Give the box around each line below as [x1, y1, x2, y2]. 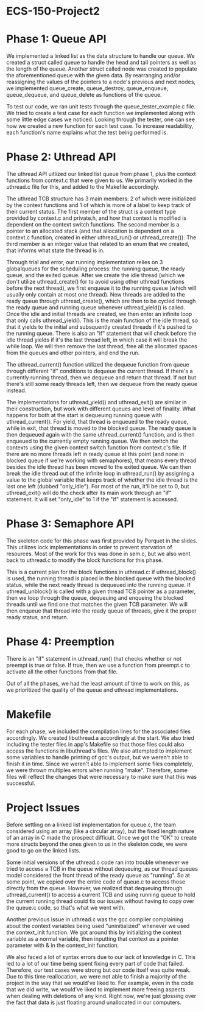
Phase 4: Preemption [6, 635, 114, 649]
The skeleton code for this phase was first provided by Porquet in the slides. [6, 537, 198, 544]
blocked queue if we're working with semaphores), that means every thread [6, 457, 197, 464]
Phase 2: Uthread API [6, 150, 116, 164]
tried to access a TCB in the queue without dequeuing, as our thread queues [6, 865, 198, 872]
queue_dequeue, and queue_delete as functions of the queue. [6, 91, 163, 99]
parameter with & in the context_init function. [6, 941, 119, 949]
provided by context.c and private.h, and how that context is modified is [6, 214, 187, 222]
